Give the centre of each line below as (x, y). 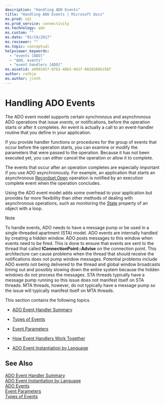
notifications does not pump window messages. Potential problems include (81, 259)
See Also (19, 364)
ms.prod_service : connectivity (37, 23)
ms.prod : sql (18, 19)
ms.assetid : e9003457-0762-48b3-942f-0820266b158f (58, 70)
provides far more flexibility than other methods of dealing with (69, 198)
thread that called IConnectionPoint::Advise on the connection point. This (81, 248)
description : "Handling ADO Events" (43, 10)
